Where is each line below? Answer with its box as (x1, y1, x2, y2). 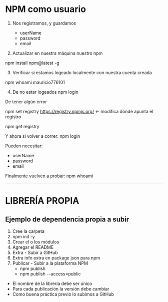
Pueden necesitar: (5, 143, 43, 149)
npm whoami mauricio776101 (5, 79, 65, 85)
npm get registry (5, 123, 39, 129)
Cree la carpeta (12, 228, 45, 234)
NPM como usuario (5, 4, 86, 15)
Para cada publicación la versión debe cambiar (12, 285, 109, 291)
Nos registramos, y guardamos (12, 20, 76, 26)
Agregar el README (12, 244, 54, 250)
